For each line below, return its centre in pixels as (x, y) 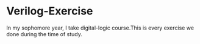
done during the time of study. (44, 34)
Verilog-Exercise (50, 11)
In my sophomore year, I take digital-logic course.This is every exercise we (100, 28)
